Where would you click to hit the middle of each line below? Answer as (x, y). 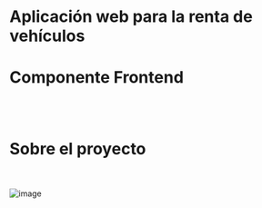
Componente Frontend (97, 78)
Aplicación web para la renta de (131, 17)
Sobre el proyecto (78, 149)
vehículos (47, 36)
